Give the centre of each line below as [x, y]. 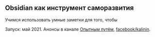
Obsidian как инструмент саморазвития [69, 8]
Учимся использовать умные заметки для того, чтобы [61, 19]
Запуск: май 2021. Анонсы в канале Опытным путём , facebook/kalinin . [78, 29]
